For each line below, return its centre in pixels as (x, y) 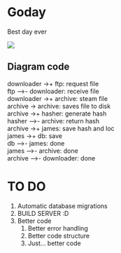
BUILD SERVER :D (43, 213)
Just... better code (55, 243)
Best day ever (27, 32)
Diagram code (38, 67)
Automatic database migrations (63, 206)
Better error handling (58, 228)
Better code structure (58, 235)
